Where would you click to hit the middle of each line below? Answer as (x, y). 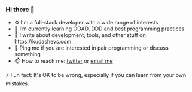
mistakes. (17, 84)
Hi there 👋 (20, 10)
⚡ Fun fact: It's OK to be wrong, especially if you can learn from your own (96, 75)
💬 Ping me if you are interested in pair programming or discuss (91, 48)
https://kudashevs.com (43, 42)
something (28, 54)
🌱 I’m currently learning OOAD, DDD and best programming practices (99, 29)
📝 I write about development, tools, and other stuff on (80, 35)
